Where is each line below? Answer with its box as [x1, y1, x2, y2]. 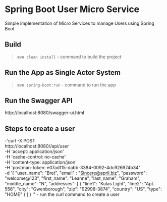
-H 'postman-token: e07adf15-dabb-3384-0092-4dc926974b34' [5, 165, 140, 171]
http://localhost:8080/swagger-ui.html [5, 110, 84, 116]
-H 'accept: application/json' [5, 148, 64, 155]
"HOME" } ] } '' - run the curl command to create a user [5, 191, 120, 197]
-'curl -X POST [5, 138, 36, 144]
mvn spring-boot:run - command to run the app [17, 82, 117, 88]
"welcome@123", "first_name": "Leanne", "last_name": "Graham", [5, 175, 141, 181]
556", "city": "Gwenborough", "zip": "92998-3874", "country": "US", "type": [5, 186, 162, 192]
